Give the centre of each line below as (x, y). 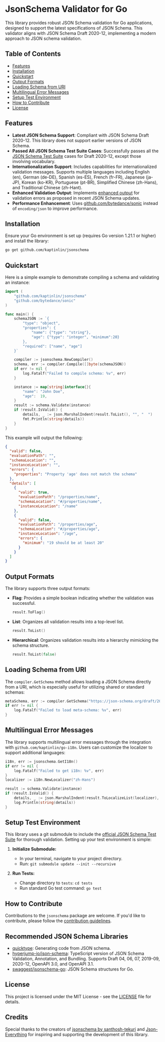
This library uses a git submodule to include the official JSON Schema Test (81, 834)
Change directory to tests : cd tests (56, 883)
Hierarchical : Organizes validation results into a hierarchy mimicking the (85, 640)
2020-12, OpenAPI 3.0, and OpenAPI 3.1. (53, 964)
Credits (17, 1017)
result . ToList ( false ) (34, 654)
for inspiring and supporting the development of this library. (88, 1034)
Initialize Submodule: (34, 849)
